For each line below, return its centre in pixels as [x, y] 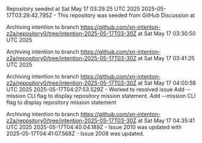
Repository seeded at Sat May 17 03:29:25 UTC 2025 [73, 9]
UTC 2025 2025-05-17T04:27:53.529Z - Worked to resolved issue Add [96, 89]
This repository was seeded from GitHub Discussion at [126, 15]
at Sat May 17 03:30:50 [167, 33]
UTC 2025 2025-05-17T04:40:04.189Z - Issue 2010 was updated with [94, 127]
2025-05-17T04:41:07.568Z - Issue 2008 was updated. [75, 134]
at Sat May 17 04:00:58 [167, 83]
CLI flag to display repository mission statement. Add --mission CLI [111, 96]
